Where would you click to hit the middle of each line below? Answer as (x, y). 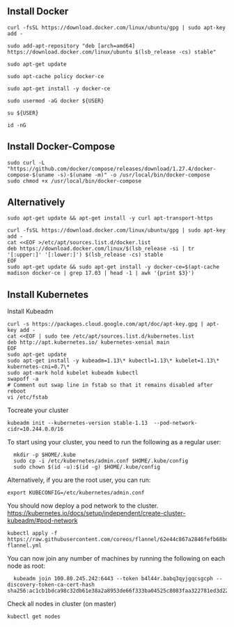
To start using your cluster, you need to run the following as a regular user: (114, 442)
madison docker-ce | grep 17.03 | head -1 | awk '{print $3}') (101, 273)
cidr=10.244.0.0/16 (36, 429)
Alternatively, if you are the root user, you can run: (79, 480)
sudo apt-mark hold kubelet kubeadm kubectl (73, 373)
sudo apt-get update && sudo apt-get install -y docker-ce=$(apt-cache (113, 267)
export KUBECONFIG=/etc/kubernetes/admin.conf (76, 493)
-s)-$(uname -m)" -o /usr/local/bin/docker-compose (133, 175)
